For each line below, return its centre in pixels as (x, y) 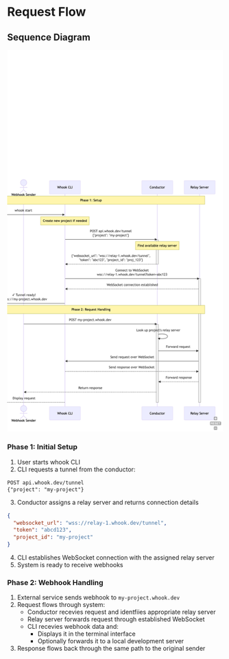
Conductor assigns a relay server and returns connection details (108, 502)
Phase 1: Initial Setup (42, 447)
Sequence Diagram (49, 37)
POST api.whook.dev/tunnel (46, 483)
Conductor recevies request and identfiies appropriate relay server (121, 612)
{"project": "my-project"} (46, 489)
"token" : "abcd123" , (43, 530)
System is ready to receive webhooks (70, 565)
